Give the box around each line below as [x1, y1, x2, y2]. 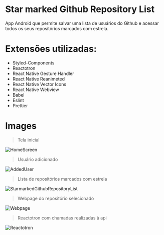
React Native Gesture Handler [12, 70, 74, 76]
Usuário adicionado [17, 156, 58, 162]
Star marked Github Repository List [5, 4, 154, 15]
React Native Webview [12, 87, 59, 93]
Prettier [12, 102, 28, 109]
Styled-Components [12, 59, 55, 66]
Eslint [12, 97, 24, 103]
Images [5, 120, 37, 132]
